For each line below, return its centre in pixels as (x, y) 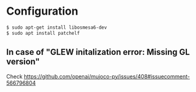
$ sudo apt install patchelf (43, 33)
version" (23, 62)
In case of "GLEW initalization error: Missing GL (98, 52)
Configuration (42, 11)
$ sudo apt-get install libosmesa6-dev (57, 27)
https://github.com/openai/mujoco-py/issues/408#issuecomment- (107, 76)
